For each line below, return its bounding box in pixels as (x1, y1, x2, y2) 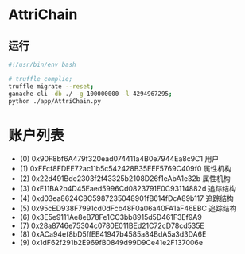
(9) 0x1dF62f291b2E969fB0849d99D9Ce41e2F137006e (19, 238, 204, 248)
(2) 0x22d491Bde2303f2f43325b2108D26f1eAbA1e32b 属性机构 (19, 174, 231, 183)
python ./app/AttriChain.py (8, 97, 102, 105)
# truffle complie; (8, 75, 73, 83)
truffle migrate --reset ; (8, 82, 94, 90)
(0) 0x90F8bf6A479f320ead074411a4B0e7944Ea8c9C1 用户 (19, 154, 220, 164)
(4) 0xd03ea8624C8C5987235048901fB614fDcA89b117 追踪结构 (19, 194, 234, 203)
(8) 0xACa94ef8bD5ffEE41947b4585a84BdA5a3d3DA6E (19, 229, 207, 239)
